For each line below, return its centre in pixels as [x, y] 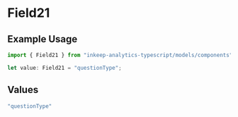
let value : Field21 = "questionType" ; [64, 68]
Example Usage [42, 39]
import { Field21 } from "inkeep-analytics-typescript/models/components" [120, 55]
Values [23, 90]
